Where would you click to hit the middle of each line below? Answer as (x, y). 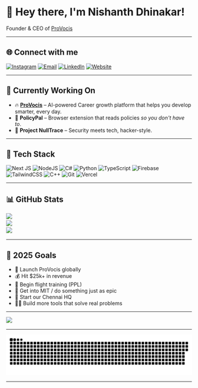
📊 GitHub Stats (35, 199)
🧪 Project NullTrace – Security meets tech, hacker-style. (83, 130)
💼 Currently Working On (51, 91)
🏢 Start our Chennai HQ (43, 297)
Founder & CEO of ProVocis (39, 28)
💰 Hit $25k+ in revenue (43, 276)
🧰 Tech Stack (31, 154)
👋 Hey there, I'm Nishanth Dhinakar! (95, 12)
